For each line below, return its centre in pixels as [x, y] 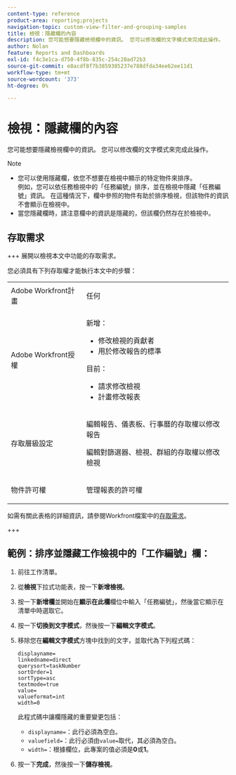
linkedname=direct [44, 660]
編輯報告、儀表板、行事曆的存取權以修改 [153, 424]
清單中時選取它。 [42, 610]
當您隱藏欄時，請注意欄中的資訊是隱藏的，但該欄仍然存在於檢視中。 [116, 213]
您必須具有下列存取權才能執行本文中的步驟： [72, 271]
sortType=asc [37, 678]
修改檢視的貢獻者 [126, 340]
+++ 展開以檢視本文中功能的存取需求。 [64, 256]
